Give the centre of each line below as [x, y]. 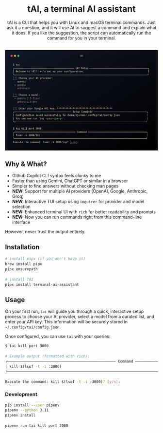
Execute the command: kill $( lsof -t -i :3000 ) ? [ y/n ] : [63, 382]
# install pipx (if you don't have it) [45, 259]
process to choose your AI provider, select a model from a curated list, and [80, 317]
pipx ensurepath [21, 269]
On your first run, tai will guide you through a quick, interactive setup [74, 311]
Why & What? [26, 164]
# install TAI [19, 279]
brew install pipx [24, 264]
